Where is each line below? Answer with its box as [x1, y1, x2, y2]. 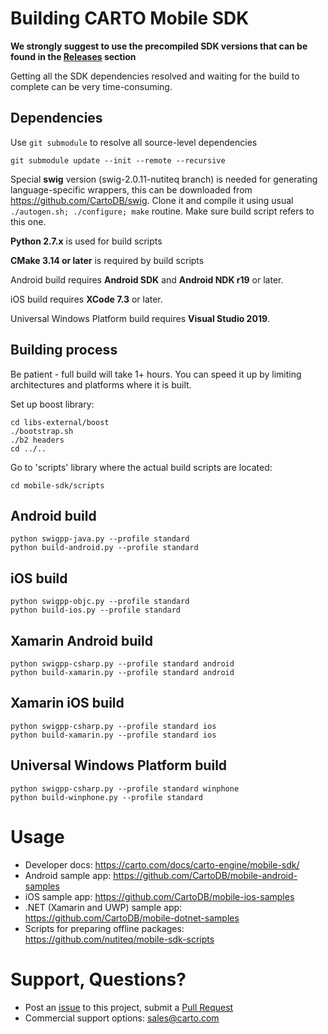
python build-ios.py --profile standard [10, 605, 182, 616]
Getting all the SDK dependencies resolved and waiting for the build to [10, 70, 300, 82]
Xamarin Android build [10, 632, 153, 649]
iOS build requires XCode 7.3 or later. [10, 293, 163, 305]
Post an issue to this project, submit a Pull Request [24, 1001, 234, 1013]
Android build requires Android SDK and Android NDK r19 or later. [10, 273, 284, 286]
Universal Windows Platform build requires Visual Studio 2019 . [10, 312, 271, 324]
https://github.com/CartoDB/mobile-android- [113, 869, 298, 881]
